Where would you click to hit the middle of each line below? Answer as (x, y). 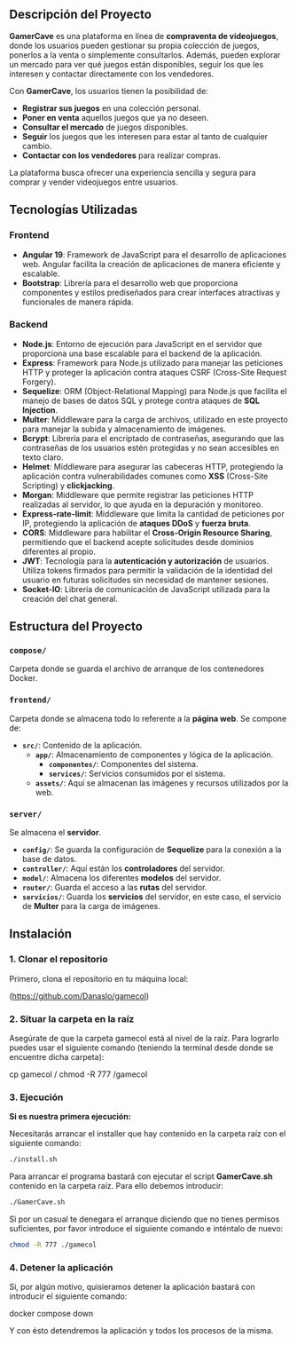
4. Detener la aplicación (61, 1267)
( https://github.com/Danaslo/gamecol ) (79, 996)
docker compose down (51, 1314)
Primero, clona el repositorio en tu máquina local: (99, 978)
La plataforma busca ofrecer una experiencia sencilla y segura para (133, 172)
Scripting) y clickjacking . (68, 485)
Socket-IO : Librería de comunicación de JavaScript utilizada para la (146, 589)
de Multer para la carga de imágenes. (91, 906)
